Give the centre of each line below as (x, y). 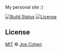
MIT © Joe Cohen (24, 44)
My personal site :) (24, 7)
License (18, 32)
